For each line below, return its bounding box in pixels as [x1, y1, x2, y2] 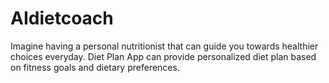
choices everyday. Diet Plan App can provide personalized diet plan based [10, 50, 317, 62]
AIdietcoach [10, 7, 114, 30]
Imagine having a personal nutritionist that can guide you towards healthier [10, 40, 319, 52]
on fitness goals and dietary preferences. [10, 61, 180, 73]
